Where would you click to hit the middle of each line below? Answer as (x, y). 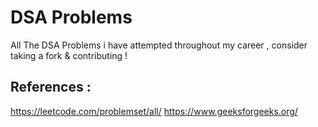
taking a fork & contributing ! (69, 55)
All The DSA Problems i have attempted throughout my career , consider (159, 45)
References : (51, 87)
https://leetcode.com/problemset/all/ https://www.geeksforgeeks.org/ (154, 111)
